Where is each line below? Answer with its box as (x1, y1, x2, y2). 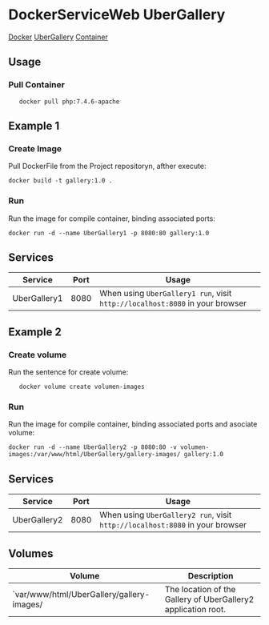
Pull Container (8, 79, 66, 90)
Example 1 (8, 119, 60, 133)
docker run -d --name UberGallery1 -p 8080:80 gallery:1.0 (8, 229, 210, 237)
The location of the (164, 584, 236, 595)
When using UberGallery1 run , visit (99, 288, 232, 299)
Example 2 (8, 325, 62, 339)
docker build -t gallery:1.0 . (8, 177, 113, 185)
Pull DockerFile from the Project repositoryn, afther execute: (8, 162, 207, 171)
